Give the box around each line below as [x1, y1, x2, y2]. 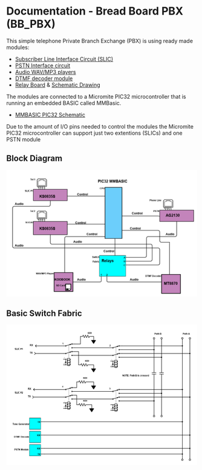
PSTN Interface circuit [15, 62, 71, 69]
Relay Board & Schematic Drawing [15, 81, 101, 89]
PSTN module [6, 135, 41, 143]
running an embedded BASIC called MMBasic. [6, 99, 122, 107]
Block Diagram [6, 153, 62, 164]
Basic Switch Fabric [6, 308, 83, 318]
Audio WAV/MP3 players [15, 68, 76, 75]
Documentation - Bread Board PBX [6, 4, 183, 18]
